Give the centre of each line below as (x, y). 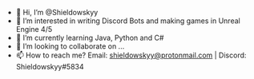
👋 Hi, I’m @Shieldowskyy (57, 12)
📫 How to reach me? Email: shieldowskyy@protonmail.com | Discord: (131, 55)
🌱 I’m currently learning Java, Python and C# (90, 38)
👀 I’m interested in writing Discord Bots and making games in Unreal (128, 21)
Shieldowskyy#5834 (50, 67)
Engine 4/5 (34, 29)
